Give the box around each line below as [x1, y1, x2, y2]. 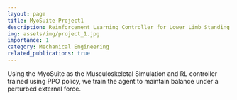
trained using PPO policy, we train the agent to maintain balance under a [7, 77, 219, 85]
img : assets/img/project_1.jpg [7, 30, 100, 38]
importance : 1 [7, 37, 50, 44]
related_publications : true [7, 50, 91, 57]
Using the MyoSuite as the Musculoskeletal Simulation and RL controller [7, 69, 218, 78]
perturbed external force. [7, 84, 82, 93]
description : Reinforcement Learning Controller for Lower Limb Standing [7, 23, 231, 30]
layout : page [7, 10, 46, 18]
